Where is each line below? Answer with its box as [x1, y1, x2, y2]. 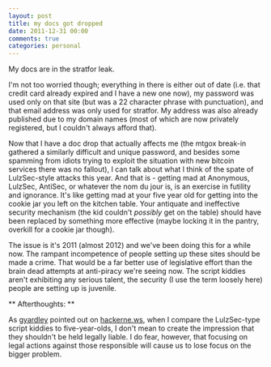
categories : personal [8, 42, 82, 50]
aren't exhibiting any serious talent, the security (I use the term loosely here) [8, 275, 263, 284]
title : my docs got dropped [8, 19, 104, 28]
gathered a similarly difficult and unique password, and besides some [8, 147, 240, 157]
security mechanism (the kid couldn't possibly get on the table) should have [8, 207, 261, 217]
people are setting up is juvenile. [8, 284, 117, 293]
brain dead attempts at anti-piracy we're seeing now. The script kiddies [8, 267, 246, 276]
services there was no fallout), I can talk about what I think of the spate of [8, 164, 254, 174]
